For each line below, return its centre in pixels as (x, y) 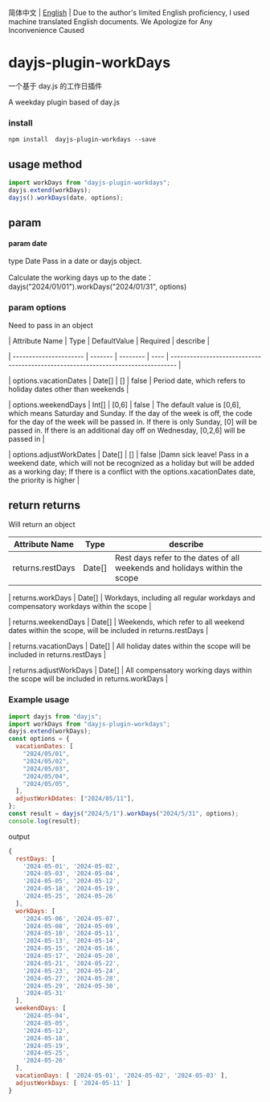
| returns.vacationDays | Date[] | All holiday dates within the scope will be (130, 646)
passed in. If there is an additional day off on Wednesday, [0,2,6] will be (127, 430)
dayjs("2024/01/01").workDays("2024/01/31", (83, 287)
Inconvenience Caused (46, 30)
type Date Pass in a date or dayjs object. (75, 261)
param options (37, 307)
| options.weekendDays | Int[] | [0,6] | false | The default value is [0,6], (125, 405)
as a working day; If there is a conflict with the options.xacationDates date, (132, 471)
